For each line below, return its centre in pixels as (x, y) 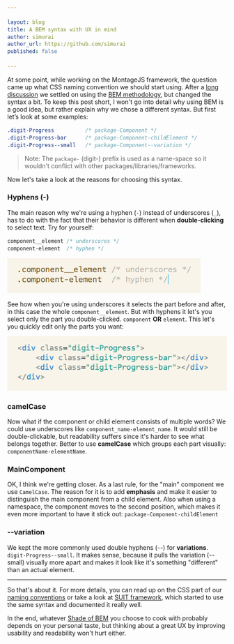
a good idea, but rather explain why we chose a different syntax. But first (111, 109)
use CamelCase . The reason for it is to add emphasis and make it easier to (112, 492)
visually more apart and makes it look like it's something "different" (122, 562)
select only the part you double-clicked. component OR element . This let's (111, 319)
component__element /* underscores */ (63, 241)
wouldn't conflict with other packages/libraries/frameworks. (110, 166)
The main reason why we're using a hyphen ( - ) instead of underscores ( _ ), (114, 212)
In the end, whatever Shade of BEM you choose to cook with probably (108, 618)
